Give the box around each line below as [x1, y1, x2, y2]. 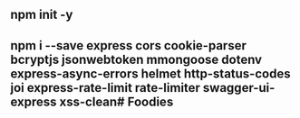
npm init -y [10, 7, 73, 23]
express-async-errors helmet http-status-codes [10, 66, 291, 81]
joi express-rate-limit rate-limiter [10, 80, 200, 95]
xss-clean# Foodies [59, 94, 174, 109]
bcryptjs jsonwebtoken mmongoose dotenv [10, 51, 262, 67]
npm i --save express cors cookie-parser [10, 38, 247, 53]
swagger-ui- [202, 80, 276, 95]
